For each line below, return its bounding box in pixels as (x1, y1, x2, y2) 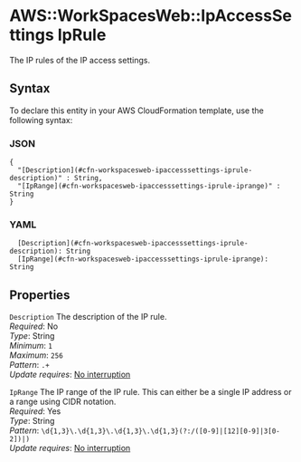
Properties (9, 287, 71, 303)
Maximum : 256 (9, 350, 63, 361)
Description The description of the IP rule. (9, 312, 167, 322)
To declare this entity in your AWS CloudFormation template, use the (9, 105, 264, 116)
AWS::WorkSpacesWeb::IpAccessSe (9, 5, 292, 26)
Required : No (9, 321, 59, 332)
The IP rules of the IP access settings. (9, 54, 151, 65)
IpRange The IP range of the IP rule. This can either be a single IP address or (9, 387, 292, 398)
